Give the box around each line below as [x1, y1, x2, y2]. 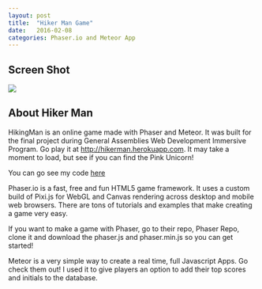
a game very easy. [8, 208, 69, 218]
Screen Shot [8, 63, 70, 76]
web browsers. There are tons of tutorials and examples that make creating [8, 200, 253, 210]
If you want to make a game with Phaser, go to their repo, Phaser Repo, [8, 223, 240, 234]
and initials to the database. [8, 272, 99, 282]
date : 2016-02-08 [8, 26, 73, 34]
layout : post [8, 11, 51, 20]
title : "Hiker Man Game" [8, 19, 93, 27]
